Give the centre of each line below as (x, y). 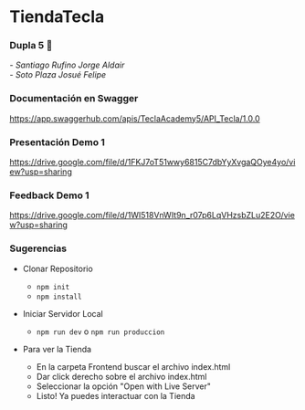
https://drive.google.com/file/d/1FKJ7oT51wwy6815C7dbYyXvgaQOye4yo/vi (152, 163)
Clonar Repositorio (58, 268)
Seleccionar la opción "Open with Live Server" (124, 386)
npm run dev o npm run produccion (100, 331)
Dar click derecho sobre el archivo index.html (121, 376)
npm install (59, 297)
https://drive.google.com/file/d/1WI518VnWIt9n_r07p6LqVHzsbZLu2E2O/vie (152, 216)
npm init (53, 287)
